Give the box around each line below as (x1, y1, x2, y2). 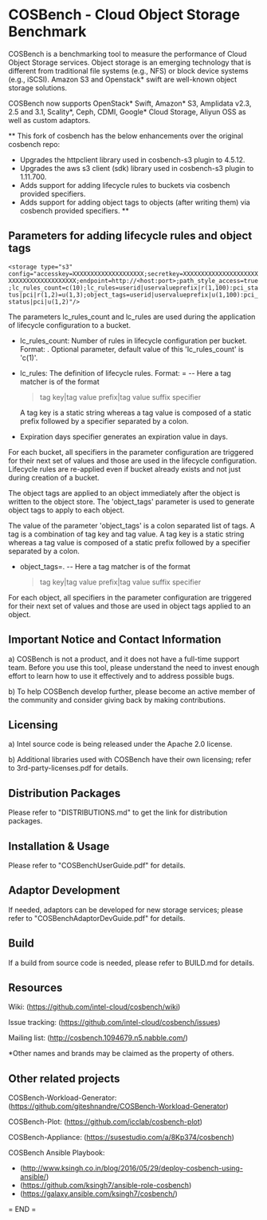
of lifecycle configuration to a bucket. (8, 320, 132, 329)
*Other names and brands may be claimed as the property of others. (8, 1049, 234, 1059)
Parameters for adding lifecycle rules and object (8, 229, 253, 243)
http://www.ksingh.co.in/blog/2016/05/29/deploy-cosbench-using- (22, 1163, 243, 1173)
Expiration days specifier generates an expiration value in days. (19, 432, 229, 441)
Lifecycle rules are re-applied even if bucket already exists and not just (8, 464, 241, 473)
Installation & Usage (8, 839, 110, 853)
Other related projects (8, 1071, 120, 1085)
